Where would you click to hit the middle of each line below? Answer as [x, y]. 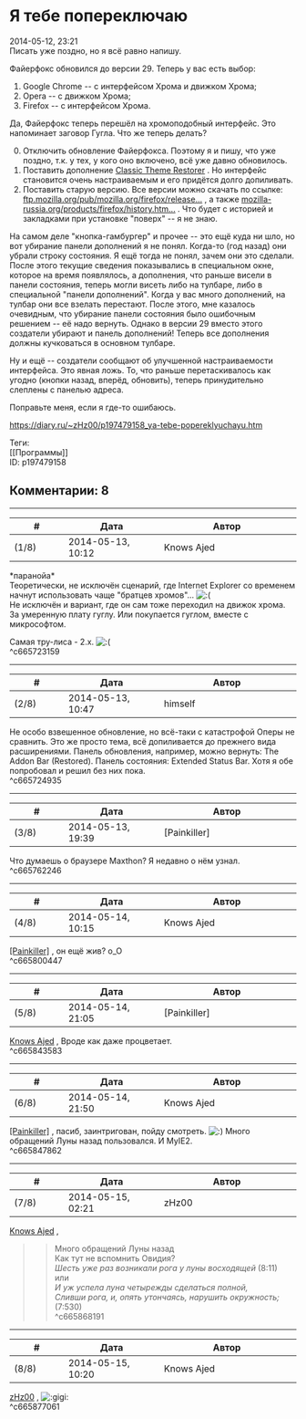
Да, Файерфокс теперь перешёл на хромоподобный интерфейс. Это [143, 123]
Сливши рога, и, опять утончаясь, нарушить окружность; [167, 1297]
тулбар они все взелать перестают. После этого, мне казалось [133, 304]
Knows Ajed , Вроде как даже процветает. [91, 1040]
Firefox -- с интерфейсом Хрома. [87, 105]
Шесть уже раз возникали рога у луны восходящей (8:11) [166, 1268]
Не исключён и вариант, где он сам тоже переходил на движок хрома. [148, 604]
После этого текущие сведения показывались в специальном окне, [142, 265]
